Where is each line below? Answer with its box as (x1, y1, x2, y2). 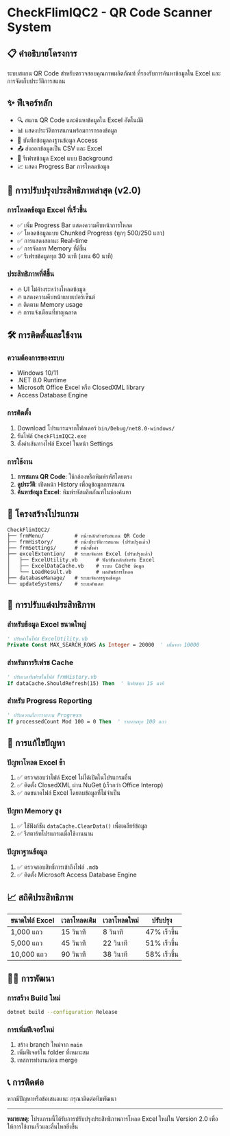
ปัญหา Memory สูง (7, 807, 62, 816)
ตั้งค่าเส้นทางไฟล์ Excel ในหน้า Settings (16, 439, 114, 448)
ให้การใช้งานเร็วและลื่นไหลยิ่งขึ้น (7, 1122, 79, 1131)
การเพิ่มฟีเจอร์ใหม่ (7, 1025, 55, 1034)
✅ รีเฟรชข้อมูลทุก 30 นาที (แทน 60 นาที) (16, 252, 114, 260)
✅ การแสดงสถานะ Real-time (16, 236, 88, 244)
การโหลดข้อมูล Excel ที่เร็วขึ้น (7, 205, 88, 215)
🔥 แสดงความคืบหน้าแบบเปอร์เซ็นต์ (16, 292, 96, 301)
